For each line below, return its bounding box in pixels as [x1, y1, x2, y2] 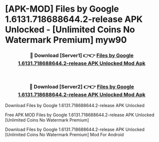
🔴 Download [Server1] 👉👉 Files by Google [30, 52, 134, 59]
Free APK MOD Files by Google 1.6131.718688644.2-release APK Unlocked [5, 112, 155, 118]
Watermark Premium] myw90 [5, 35, 127, 46]
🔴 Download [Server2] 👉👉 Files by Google [29, 84, 135, 90]
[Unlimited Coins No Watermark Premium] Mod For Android [5, 131, 124, 137]
